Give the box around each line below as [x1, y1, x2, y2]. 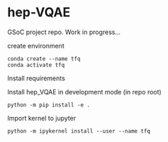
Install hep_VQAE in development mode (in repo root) [7, 87, 162, 96]
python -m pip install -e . [7, 101, 91, 109]
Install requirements [7, 74, 65, 82]
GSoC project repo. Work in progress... [7, 28, 121, 36]
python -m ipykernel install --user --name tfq [7, 127, 151, 135]
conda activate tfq [7, 61, 65, 68]
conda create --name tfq [7, 55, 81, 62]
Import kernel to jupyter [7, 114, 77, 122]
